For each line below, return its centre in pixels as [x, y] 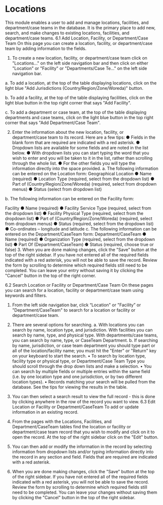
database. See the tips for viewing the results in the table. [70, 387]
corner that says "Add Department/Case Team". [53, 123]
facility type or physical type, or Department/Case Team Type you [78, 361]
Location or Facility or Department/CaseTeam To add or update [75, 407]
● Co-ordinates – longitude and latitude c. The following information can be [81, 229]
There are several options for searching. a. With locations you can [78, 325]
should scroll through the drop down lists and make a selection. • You [82, 366]
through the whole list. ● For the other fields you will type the [74, 163]
